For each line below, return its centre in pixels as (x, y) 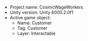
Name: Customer (34, 23)
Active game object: (30, 18)
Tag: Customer (32, 28)
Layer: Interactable (36, 33)
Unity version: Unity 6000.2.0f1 (42, 12)
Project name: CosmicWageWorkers (46, 7)
